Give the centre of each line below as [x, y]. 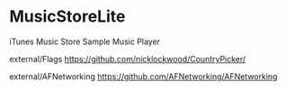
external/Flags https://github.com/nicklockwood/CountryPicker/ [128, 59]
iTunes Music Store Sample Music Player [85, 41]
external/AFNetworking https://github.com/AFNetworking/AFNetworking [143, 76]
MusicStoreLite [67, 17]
